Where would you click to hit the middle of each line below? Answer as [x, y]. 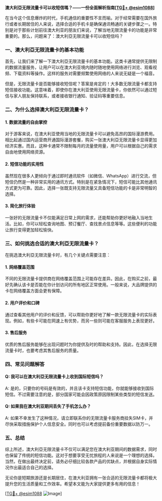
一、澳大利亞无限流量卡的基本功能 [45, 49]
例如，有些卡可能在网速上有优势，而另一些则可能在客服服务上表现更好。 [85, 321]
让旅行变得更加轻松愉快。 [30, 229]
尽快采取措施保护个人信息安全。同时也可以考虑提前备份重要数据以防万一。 [79, 424]
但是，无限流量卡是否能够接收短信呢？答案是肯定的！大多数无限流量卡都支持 [81, 84]
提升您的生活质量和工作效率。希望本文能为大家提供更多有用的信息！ [73, 484]
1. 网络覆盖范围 [20, 267]
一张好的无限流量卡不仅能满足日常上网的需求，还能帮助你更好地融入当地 [77, 217]
